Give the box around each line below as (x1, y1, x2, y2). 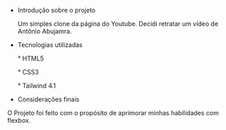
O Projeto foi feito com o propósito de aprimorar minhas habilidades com (7, 109, 219, 117)
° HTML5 (17, 54, 44, 63)
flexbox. (7, 116, 31, 124)
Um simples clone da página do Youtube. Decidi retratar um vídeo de (17, 20, 219, 27)
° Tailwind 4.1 (17, 82, 56, 90)
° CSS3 (17, 68, 39, 76)
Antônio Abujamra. (17, 27, 72, 35)
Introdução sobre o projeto (17, 6, 96, 14)
